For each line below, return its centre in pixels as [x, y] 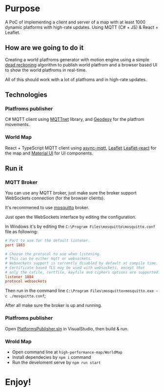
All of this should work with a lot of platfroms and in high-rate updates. [76, 79]
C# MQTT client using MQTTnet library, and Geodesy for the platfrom [75, 119]
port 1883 [15, 245]
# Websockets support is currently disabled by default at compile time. [82, 263]
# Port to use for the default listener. [48, 241]
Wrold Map [18, 341]
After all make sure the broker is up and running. [54, 305]
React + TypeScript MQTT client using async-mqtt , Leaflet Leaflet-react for [81, 148]
